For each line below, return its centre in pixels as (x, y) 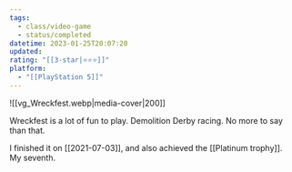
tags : (20, 18)
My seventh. (33, 157)
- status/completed (55, 35)
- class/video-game (55, 26)
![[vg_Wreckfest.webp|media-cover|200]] (88, 103)
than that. (27, 130)
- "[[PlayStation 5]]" (60, 77)
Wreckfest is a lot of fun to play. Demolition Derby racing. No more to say (146, 120)
